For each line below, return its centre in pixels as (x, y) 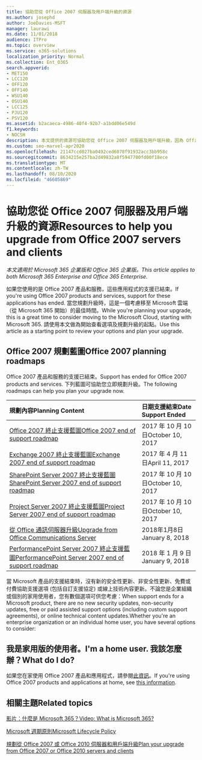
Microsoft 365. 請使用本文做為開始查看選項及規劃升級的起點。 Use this (93, 324)
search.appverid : (28, 68)
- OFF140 (17, 90)
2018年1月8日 (162, 530)
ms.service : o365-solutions (41, 51)
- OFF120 (17, 85)
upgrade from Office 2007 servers (94, 240)
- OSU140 (17, 101)
